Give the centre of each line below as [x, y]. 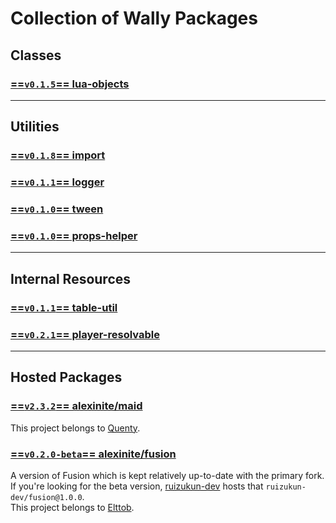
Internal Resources [71, 278]
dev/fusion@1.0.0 [46, 497]
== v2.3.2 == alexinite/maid [76, 406]
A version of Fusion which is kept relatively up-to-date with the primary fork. [167, 475]
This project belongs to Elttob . [72, 507]
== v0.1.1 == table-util [64, 307]
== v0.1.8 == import [58, 155]
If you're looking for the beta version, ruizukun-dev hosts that [137, 486]
